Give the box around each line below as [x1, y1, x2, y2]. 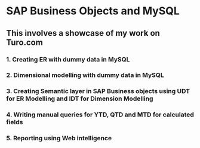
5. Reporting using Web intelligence [6, 134, 112, 143]
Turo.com [6, 37, 43, 47]
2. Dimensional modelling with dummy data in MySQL [6, 71, 164, 79]
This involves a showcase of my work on [6, 28, 160, 38]
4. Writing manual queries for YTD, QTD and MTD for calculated [6, 110, 194, 119]
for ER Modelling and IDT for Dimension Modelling [6, 94, 153, 103]
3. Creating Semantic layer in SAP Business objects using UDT [6, 87, 190, 95]
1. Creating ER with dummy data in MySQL [6, 55, 130, 63]
